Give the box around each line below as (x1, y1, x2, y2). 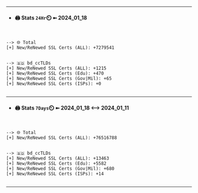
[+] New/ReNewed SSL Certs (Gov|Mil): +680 (6, 166, 115, 172)
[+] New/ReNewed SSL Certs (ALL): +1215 (6, 65, 107, 71)
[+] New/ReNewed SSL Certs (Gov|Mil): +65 (6, 76, 112, 82)
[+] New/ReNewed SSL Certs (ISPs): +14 (6, 171, 104, 177)
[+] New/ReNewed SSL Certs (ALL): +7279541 (6, 45, 115, 51)
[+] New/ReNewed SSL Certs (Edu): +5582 (6, 161, 107, 167)
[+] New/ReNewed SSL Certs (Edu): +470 (6, 71, 104, 76)
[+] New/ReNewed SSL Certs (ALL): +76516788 (6, 135, 117, 141)
